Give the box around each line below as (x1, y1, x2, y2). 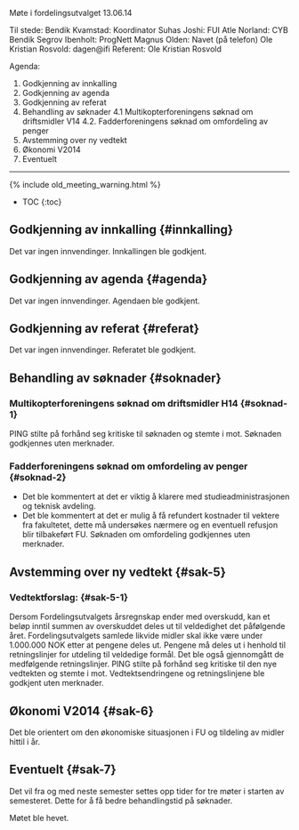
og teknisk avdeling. (21, 501, 96, 512)
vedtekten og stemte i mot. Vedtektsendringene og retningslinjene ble (9, 668, 265, 679)
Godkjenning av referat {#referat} (9, 321, 200, 336)
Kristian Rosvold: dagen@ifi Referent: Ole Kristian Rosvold (9, 44, 222, 54)
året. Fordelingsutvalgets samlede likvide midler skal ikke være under (9, 631, 263, 641)
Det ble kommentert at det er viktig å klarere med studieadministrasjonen (21, 491, 290, 502)
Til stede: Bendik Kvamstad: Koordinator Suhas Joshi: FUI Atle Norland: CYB (9, 25, 289, 35)
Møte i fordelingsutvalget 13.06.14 (9, 8, 133, 18)
